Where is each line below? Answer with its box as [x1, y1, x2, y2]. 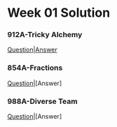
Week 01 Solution [7, 5, 111, 21]
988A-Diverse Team [7, 96, 78, 106]
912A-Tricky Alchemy [7, 30, 83, 40]
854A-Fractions [7, 63, 63, 73]
